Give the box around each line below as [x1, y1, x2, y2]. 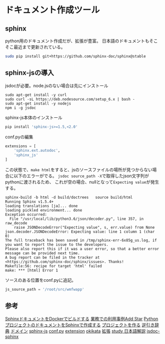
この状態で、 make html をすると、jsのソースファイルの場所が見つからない [5, 167, 153, 173]
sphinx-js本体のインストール [5, 114, 63, 120]
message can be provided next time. [5, 251, 80, 256]
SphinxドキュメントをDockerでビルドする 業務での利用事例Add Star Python [5, 316, 159, 321]
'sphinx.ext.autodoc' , [14, 148, 60, 153]
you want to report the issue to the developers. [5, 242, 109, 247]
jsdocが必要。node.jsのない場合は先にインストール [5, 82, 109, 88]
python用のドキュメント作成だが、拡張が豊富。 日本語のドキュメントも [5, 38, 150, 44]
